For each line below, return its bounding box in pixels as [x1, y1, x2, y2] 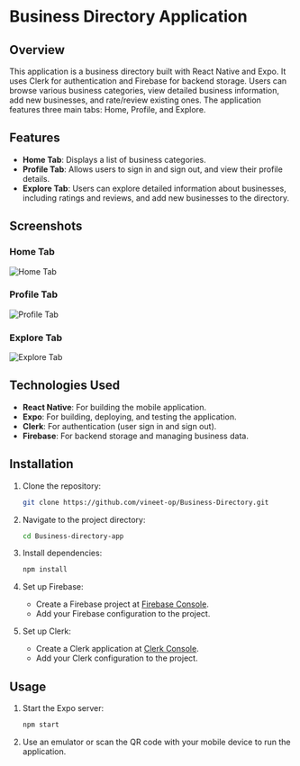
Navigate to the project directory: [22, 514, 146, 525]
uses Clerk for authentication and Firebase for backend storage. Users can [9, 76, 287, 86]
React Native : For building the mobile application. [22, 401, 207, 412]
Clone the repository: [22, 480, 102, 491]
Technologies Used [9, 378, 120, 393]
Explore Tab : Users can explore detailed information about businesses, [22, 183, 286, 194]
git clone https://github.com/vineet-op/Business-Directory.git [22, 498, 269, 507]
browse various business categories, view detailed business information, [9, 86, 279, 95]
